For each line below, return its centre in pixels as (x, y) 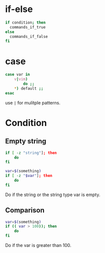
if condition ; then (25, 22)
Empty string (26, 141)
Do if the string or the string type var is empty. (53, 194)
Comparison (25, 210)
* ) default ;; (29, 88)
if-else (19, 9)
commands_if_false (29, 36)
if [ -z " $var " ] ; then (29, 176)
